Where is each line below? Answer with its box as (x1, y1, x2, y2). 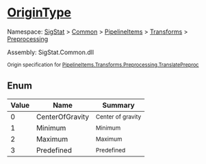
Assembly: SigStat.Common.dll (7, 48, 94, 56)
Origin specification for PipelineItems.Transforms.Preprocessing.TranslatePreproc (7, 61, 200, 68)
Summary (102, 100, 135, 110)
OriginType (7, 5, 72, 21)
